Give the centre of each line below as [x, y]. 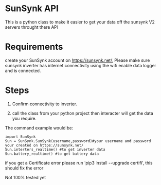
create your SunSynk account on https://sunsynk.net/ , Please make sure [78, 60]
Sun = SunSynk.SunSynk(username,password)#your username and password [78, 141]
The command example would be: [39, 128]
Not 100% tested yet [26, 177]
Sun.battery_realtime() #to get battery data [52, 154]
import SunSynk [20, 137]
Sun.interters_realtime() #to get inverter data [55, 149]
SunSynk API [32, 9]
